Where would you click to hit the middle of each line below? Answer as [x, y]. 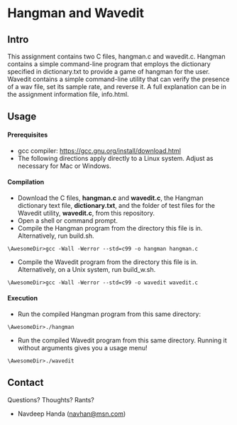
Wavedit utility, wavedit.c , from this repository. [86, 213]
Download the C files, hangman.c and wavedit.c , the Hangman [110, 198]
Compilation [26, 182]
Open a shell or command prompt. [68, 220]
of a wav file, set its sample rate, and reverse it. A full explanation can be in [117, 86]
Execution [22, 298]
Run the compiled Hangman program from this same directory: [109, 314]
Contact [26, 383]
